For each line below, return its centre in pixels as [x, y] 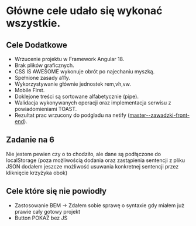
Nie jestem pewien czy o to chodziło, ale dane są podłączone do [84, 154]
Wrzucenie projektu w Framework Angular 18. [69, 59]
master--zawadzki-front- [160, 115]
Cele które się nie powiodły [56, 191]
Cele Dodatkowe [37, 45]
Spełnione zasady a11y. [42, 78]
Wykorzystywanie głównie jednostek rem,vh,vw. [73, 84]
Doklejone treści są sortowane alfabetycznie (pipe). [77, 96]
